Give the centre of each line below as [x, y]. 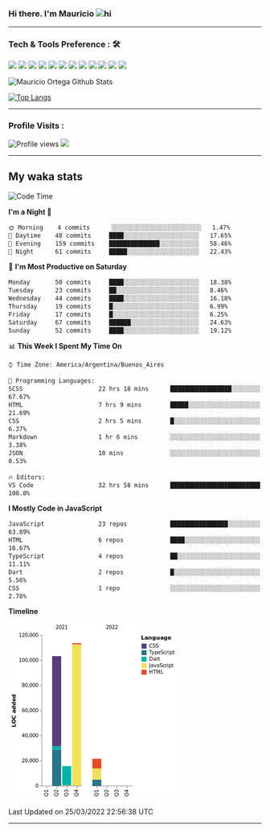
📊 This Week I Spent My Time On [65, 346]
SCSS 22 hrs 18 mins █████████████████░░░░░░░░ [135, 389]
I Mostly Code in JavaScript [55, 508]
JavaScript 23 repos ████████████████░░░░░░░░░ [135, 524]
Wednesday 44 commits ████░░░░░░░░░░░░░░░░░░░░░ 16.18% [120, 298]
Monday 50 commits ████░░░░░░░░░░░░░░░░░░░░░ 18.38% [120, 282]
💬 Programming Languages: [51, 381]
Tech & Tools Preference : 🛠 [64, 44]
